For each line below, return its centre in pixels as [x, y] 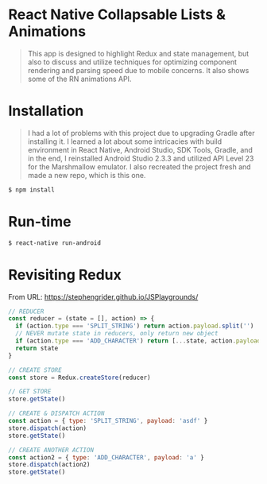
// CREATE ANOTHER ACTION [51, 450]
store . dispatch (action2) [49, 465]
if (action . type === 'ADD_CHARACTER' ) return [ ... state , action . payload [138, 341]
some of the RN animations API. [79, 79]
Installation [46, 111]
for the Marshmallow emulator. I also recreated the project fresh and [139, 166]
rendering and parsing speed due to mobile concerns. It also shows [138, 70]
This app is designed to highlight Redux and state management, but [138, 53]
